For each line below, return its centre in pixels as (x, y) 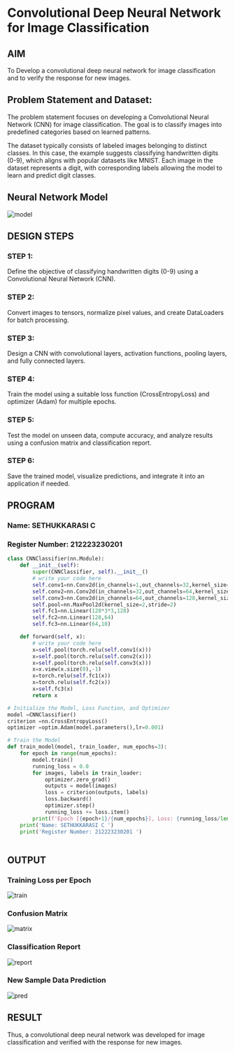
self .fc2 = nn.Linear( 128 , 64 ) (73, 618)
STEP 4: (21, 379)
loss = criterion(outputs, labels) (97, 793)
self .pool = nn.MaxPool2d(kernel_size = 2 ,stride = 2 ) (105, 605)
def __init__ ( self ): (50, 565)
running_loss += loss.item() (87, 812)
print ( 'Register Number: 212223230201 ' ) (81, 832)
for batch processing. (38, 320)
